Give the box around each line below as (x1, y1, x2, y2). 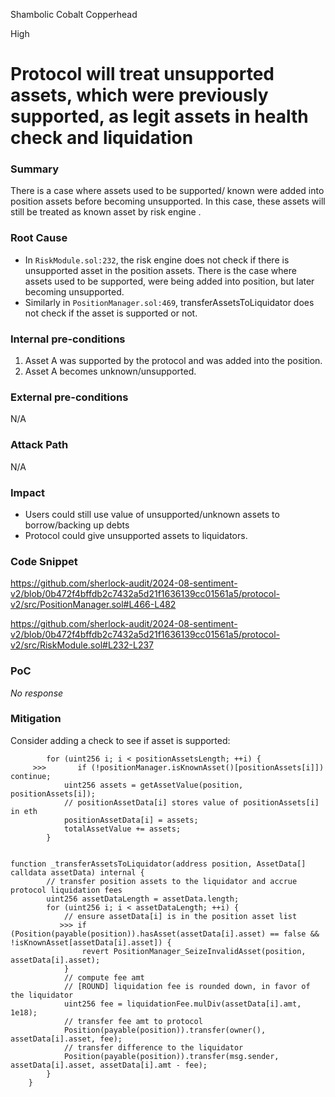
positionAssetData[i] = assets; (63, 815, 199, 825)
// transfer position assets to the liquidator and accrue (46, 876, 298, 886)
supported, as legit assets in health (10, 105, 309, 128)
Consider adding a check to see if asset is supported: (10, 734, 231, 746)
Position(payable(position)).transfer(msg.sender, (63, 1051, 280, 1061)
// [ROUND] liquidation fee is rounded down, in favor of (63, 981, 311, 991)
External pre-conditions (10, 390, 129, 404)
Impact (10, 485, 46, 499)
